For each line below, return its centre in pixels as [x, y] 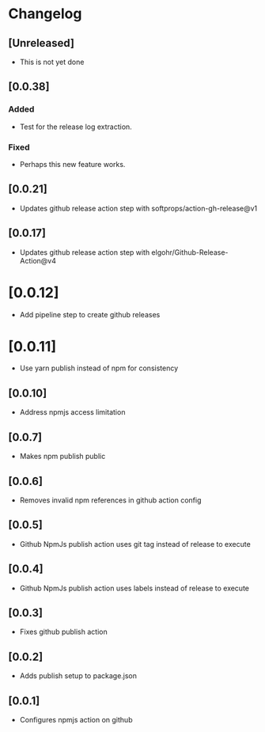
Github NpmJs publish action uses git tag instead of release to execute [135, 544]
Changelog [45, 14]
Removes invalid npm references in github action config [110, 500]
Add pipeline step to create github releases [90, 314]
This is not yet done [52, 62]
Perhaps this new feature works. [72, 164]
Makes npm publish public [62, 457]
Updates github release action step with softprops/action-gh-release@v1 [138, 208]
